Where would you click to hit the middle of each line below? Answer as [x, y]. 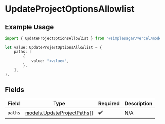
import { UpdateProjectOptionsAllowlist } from [55, 38]
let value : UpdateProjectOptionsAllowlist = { [54, 47]
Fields [15, 90]
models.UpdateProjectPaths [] [59, 113]
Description [138, 103]
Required [109, 103]
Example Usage [29, 27]
